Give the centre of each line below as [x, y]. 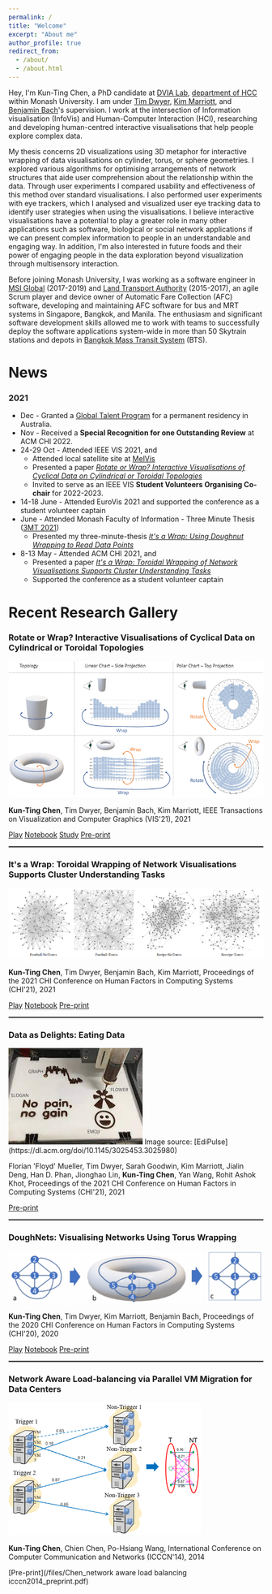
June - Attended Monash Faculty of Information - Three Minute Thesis [137, 519]
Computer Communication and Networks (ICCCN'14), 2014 [106, 1557]
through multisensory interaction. [64, 263]
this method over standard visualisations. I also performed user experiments [135, 194]
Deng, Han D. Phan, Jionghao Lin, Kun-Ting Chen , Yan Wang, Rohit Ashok [132, 1174]
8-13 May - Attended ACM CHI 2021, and [88, 554]
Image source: [168, 1142]
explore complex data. [46, 136]
